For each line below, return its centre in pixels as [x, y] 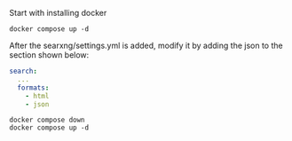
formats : [33, 88]
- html [37, 96]
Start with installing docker [58, 13]
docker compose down [47, 120]
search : [24, 71]
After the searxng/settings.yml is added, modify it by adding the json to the [146, 45]
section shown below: [49, 55]
